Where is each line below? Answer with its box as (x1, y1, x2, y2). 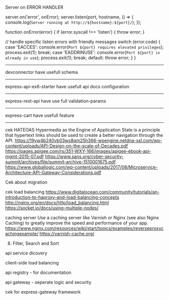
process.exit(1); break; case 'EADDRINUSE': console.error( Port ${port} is (5, 50, 160, 55)
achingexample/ (5, 231, 39, 236)
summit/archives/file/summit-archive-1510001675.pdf (5, 159, 116, 165)
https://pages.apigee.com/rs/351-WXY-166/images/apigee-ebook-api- (5, 148, 152, 154)
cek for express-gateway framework (5, 289, 81, 295)
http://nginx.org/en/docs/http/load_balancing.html (5, 200, 109, 205)
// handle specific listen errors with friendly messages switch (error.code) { (5, 39, 161, 45)
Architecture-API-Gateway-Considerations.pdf (5, 170, 102, 175)
